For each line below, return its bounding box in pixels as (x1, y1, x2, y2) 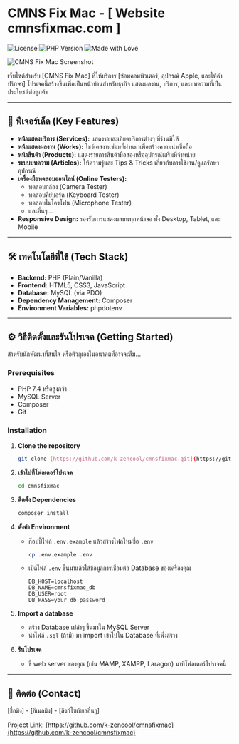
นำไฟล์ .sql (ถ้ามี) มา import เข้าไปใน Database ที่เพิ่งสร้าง (28, 631, 178, 640)
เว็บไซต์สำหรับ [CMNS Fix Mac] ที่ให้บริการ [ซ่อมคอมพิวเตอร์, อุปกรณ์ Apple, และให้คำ (7, 71, 223, 80)
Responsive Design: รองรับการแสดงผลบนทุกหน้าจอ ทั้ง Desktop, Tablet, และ (17, 214, 221, 223)
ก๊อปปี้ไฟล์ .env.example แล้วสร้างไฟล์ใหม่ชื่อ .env (28, 536, 154, 545)
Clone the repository (17, 441, 80, 450)
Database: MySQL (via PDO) (17, 288, 102, 297)
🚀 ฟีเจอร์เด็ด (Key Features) (7, 116, 119, 128)
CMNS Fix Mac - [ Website (7, 5, 166, 21)
